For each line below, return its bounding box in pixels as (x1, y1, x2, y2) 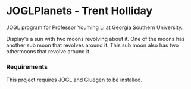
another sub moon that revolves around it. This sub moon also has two (6, 42, 179, 49)
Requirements (6, 62, 48, 71)
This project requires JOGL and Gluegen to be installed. (6, 76, 143, 84)
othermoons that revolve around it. (6, 47, 91, 55)
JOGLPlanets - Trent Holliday (6, 4, 153, 18)
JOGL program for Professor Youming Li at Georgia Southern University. (6, 24, 183, 31)
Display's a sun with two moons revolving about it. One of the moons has (6, 35, 185, 42)
